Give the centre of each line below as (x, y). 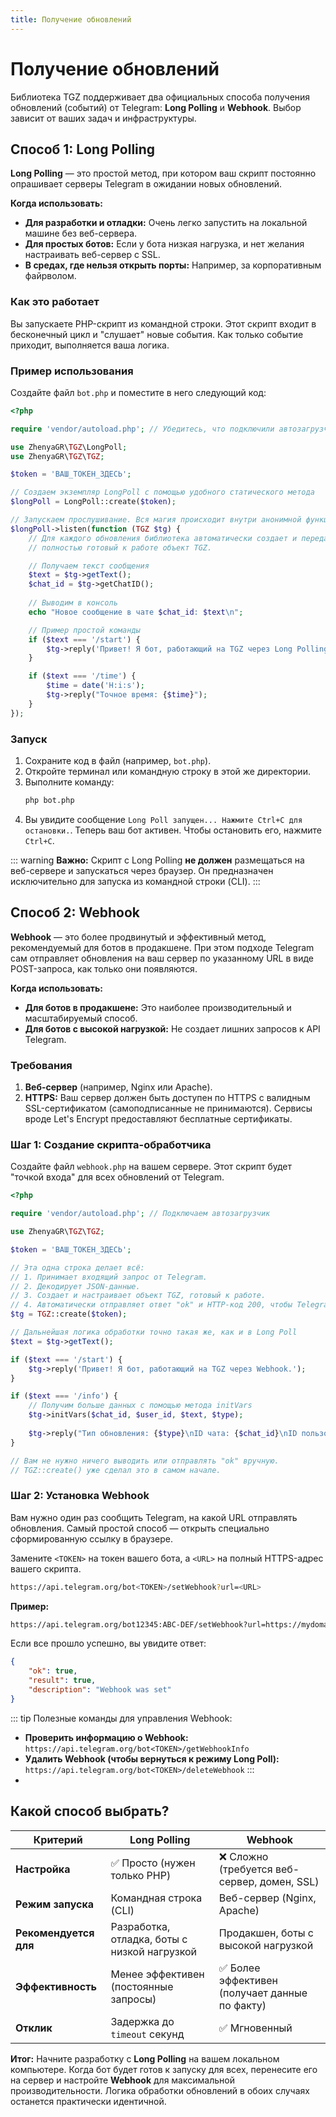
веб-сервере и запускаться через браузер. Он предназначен (142, 870)
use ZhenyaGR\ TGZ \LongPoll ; (69, 447)
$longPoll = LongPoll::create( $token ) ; (93, 502)
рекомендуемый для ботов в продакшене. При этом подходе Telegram (162, 947)
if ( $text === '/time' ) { (82, 676)
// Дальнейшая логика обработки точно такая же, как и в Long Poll (154, 1332)
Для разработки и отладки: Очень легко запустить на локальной (166, 223)
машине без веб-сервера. (81, 233)
